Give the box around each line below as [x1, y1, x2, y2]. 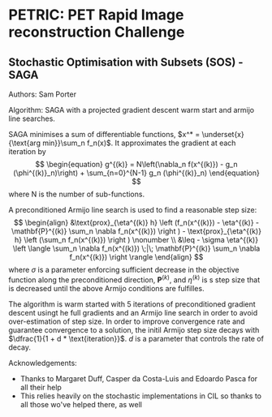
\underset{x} [201, 130, 245, 139]
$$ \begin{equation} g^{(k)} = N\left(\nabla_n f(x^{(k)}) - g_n [35, 160, 238, 169]
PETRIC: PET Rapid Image [8, 6, 184, 24]
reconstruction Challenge [8, 23, 185, 41]
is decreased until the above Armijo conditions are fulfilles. [8, 283, 205, 293]
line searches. [8, 114, 55, 123]
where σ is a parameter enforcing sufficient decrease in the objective [8, 265, 240, 274]
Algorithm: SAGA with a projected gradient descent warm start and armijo [8, 105, 254, 114]
